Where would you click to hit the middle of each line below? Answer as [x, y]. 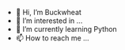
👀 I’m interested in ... [49, 21]
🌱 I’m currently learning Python [66, 29]
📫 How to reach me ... [52, 38]
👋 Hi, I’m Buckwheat [48, 12]
